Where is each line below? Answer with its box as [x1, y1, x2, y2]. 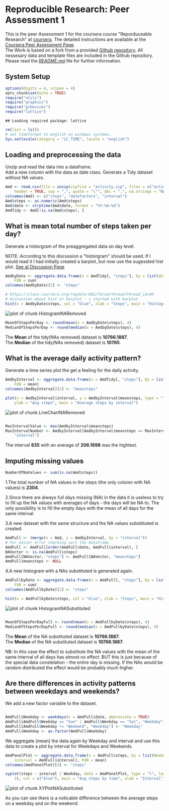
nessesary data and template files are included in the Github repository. [5, 52, 153, 59]
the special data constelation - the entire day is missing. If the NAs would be [5, 659, 163, 665]
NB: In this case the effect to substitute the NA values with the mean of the [5, 648, 160, 655]
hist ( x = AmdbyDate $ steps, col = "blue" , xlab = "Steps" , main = [5, 301, 145, 306]
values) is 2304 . [5, 484, 39, 491]
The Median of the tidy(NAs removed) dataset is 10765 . [5, 339, 121, 345]
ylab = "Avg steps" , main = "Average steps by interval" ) [14, 400, 138, 405]
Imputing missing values [5, 457, 84, 465]
